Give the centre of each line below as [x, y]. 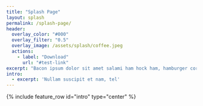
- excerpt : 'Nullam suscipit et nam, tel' [66, 79]
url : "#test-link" [45, 62]
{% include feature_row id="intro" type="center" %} [71, 97]
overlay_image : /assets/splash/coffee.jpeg [67, 46]
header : [16, 29]
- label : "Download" [43, 57]
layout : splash [25, 18]
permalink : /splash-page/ [39, 23]
